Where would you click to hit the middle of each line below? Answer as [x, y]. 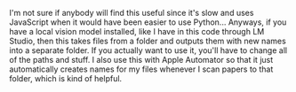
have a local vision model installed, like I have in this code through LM [137, 31]
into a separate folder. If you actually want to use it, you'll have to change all [148, 50]
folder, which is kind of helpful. [66, 78]
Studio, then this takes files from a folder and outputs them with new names [148, 41]
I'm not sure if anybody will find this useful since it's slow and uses [132, 13]
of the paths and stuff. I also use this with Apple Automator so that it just [141, 60]
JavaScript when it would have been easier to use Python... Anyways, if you [148, 22]
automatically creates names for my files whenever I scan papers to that [141, 69]
